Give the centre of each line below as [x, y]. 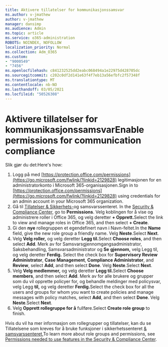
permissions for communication [73, 140]
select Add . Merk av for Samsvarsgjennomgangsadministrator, [77, 244]
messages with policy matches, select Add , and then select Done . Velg [86, 298]
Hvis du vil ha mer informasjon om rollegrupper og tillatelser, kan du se [78, 323]
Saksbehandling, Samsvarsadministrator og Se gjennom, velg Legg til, [85, 249]
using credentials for [139, 196]
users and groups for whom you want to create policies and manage [83, 292]
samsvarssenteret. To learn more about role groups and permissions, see [80, 334]
